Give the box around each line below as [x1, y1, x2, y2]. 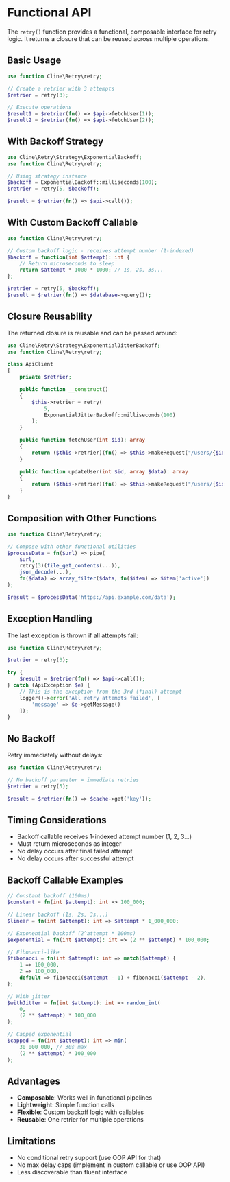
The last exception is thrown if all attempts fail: [7, 631, 138, 639]
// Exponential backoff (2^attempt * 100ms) [7, 930, 136, 937]
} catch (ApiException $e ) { [7, 682, 90, 689]
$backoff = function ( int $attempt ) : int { [7, 254, 130, 261]
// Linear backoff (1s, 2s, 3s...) [7, 911, 109, 918]
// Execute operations [7, 104, 72, 111]
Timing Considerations [7, 814, 107, 826]
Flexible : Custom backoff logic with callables [16, 1108, 144, 1116]
